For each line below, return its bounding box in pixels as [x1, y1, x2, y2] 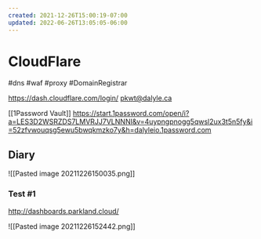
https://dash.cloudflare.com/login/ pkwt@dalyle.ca [8, 93, 172, 103]
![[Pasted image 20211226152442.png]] [8, 221, 136, 231]
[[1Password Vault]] [8, 109, 72, 118]
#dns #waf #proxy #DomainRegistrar [8, 78, 128, 88]
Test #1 [8, 189, 37, 200]
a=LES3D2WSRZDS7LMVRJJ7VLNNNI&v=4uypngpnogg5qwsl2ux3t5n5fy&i [8, 117, 253, 126]
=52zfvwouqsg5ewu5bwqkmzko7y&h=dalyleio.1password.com [8, 125, 212, 135]
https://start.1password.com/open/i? [73, 109, 190, 118]
